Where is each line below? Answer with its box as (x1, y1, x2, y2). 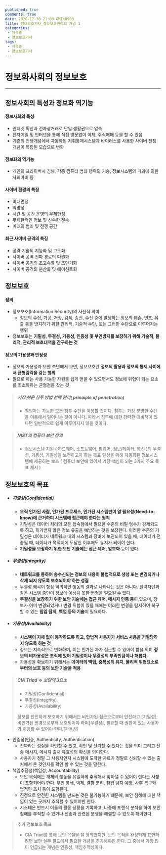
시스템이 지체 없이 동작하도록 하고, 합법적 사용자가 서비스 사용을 (19, 634, 141, 640)
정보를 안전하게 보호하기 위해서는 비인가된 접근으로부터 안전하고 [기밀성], (17, 713, 158, 719)
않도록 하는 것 (24, 640, 51, 646)
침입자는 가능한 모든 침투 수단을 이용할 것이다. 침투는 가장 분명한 (24, 408, 149, 414)
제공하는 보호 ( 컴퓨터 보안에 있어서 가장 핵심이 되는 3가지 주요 (34, 458, 154, 464)
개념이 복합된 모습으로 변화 (12, 144, 64, 150)
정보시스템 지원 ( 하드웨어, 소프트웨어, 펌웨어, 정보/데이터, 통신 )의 (24, 446, 152, 452)
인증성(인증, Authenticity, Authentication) (12, 736, 95, 742)
